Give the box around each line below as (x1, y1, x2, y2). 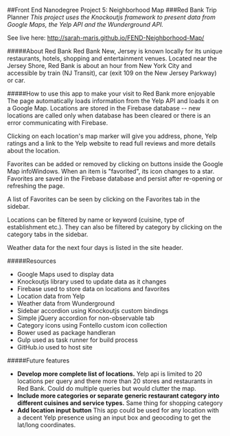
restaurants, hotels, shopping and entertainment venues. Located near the (7, 54, 218, 62)
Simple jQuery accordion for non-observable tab (16, 314, 154, 322)
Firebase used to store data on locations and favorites (16, 285, 170, 292)
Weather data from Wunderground (16, 299, 115, 308)
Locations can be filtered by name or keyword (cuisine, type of (7, 216, 185, 224)
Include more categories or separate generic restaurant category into (16, 391, 220, 400)
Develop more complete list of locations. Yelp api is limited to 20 (16, 370, 203, 378)
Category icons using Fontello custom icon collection (16, 321, 168, 329)
